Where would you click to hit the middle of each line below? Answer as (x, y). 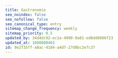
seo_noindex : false (26, 15)
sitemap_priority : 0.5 (29, 33)
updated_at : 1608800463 (30, 43)
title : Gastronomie (26, 10)
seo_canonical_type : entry (33, 24)
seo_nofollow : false (27, 19)
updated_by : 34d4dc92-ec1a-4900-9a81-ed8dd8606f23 (59, 38)
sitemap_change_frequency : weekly (41, 29)
